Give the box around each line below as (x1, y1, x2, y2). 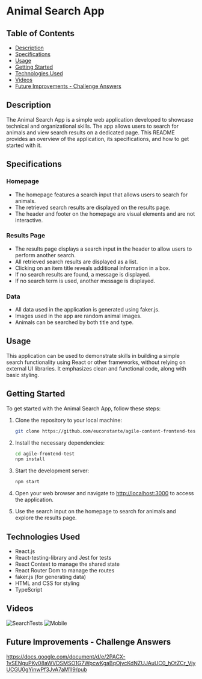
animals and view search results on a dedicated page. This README (6, 128, 176, 136)
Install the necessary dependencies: (14, 439, 105, 446)
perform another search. (14, 251, 76, 258)
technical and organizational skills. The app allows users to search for (6, 122, 179, 130)
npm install (14, 456, 45, 462)
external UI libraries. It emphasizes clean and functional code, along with (6, 365, 186, 372)
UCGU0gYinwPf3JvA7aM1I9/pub (6, 666, 87, 673)
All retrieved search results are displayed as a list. (14, 258, 138, 265)
